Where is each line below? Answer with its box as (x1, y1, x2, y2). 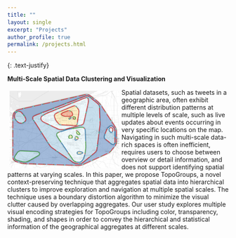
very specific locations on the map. (122, 126, 223, 134)
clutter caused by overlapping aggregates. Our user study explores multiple (7, 200, 226, 209)
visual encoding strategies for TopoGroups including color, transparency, (7, 208, 218, 216)
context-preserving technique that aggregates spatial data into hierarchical (7, 178, 225, 186)
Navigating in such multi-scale (122, 133, 209, 142)
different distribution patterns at (122, 103, 214, 112)
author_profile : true (7, 34, 71, 41)
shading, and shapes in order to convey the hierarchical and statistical (7, 215, 211, 224)
